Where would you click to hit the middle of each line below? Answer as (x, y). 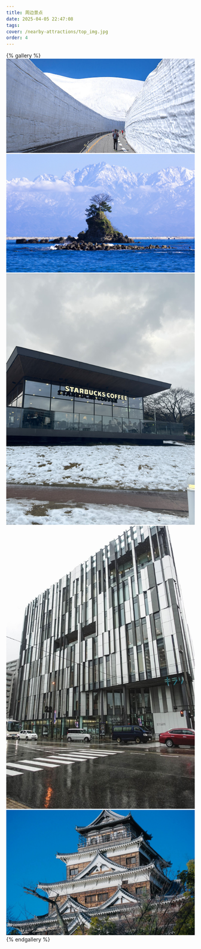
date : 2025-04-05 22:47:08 (40, 19)
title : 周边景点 (25, 13)
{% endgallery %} (28, 939)
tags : (13, 25)
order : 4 (17, 38)
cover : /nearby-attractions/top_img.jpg (57, 32)
